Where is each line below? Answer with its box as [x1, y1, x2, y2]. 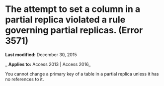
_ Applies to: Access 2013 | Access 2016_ [5, 61, 91, 67]
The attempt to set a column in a [5, 3, 141, 15]
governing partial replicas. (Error [5, 25, 143, 36]
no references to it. [5, 76, 44, 82]
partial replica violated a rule [5, 14, 126, 25]
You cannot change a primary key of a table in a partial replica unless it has [5, 71, 159, 77]
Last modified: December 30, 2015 [5, 51, 77, 58]
